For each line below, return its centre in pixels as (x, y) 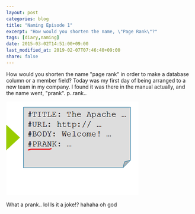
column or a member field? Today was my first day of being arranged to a (96, 80)
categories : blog (28, 19)
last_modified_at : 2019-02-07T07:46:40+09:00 (63, 51)
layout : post (22, 12)
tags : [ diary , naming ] (33, 38)
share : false (22, 56)
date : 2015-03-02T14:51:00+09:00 (47, 44)
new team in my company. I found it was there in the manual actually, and (96, 87)
